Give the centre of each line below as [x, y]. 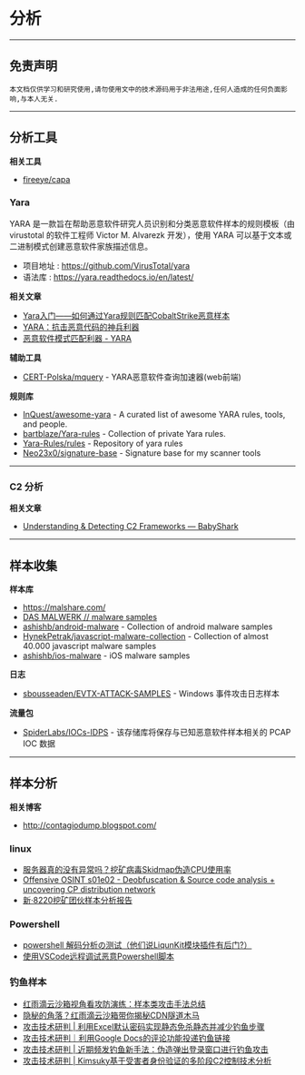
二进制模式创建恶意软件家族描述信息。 [81, 246]
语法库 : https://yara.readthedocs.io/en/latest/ [108, 277]
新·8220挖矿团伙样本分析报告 [78, 901]
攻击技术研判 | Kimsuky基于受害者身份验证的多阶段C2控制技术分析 [147, 1060]
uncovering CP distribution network [89, 890]
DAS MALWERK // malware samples [89, 616]
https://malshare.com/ [64, 607]
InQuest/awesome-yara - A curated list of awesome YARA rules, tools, [154, 414]
